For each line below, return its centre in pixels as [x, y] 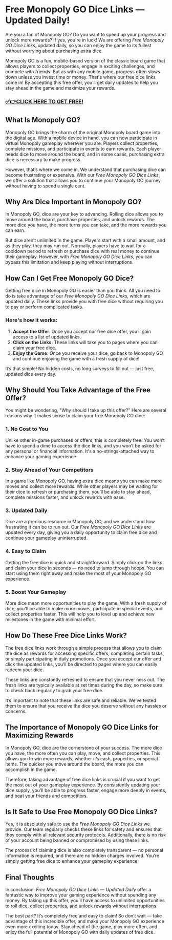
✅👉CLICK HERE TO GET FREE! [44, 101]
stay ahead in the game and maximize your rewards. [60, 88]
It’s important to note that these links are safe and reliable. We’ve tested [81, 700]
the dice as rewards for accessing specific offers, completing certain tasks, [85, 653]
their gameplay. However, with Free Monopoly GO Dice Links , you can [79, 257]
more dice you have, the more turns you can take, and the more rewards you [86, 225]
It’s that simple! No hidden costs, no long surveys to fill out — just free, [80, 368]
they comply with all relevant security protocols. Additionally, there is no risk [86, 835]
